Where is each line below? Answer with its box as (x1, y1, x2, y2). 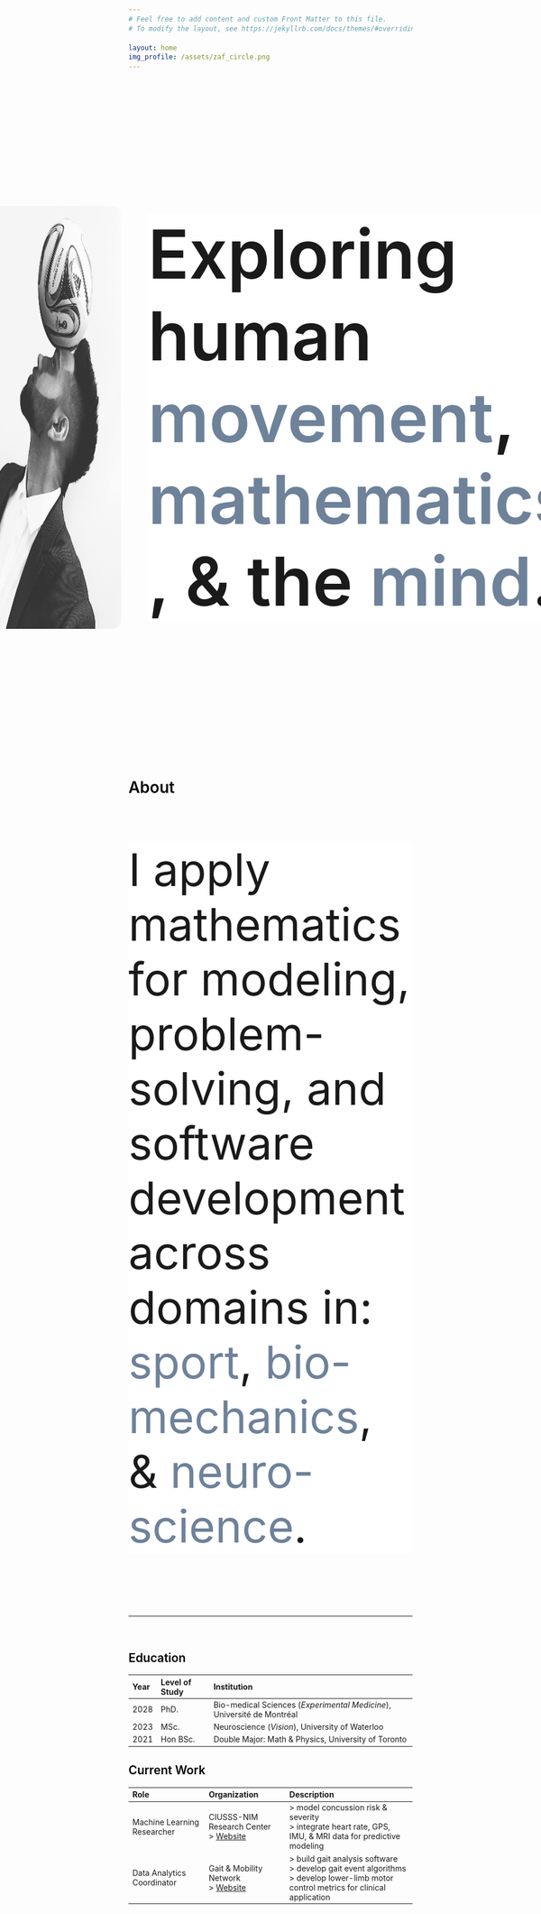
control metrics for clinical (289, 1882, 387, 1892)
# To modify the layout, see (128, 23, 238, 33)
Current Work (128, 1762, 206, 1778)
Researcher (132, 1826, 176, 1836)
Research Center (208, 1821, 271, 1832)
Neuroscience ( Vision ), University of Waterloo (213, 1722, 384, 1733)
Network (208, 1872, 241, 1883)
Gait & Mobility (208, 1863, 263, 1873)
